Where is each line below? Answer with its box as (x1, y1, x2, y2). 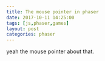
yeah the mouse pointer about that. (6, 48, 94, 55)
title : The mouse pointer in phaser (6, 8, 99, 15)
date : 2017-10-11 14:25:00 (6, 14, 75, 21)
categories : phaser (6, 31, 56, 37)
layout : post (6, 25, 39, 32)
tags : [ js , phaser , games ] (6, 20, 69, 26)
